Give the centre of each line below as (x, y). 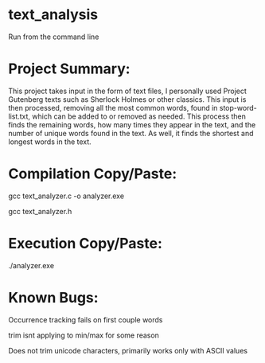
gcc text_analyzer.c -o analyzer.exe (66, 196)
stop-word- (238, 107)
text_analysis (53, 15)
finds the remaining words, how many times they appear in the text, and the (132, 124)
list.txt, (19, 116)
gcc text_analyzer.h (40, 211)
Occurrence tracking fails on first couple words (86, 319)
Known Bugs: (53, 297)
